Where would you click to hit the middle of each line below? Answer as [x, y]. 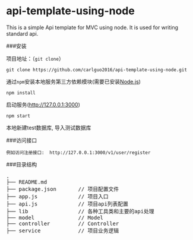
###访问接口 [22, 140]
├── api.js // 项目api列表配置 [67, 204]
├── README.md [27, 182]
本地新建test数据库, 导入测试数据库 [49, 127]
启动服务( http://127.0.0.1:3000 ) [43, 105]
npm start [18, 116]
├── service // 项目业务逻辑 [63, 230]
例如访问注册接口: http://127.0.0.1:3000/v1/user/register [78, 153]
